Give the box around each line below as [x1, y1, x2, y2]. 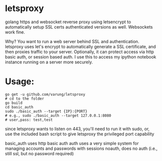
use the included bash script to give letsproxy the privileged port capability [5, 131, 155, 137]
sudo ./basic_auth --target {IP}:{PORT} [5, 109, 88, 114]
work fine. [5, 29, 25, 35]
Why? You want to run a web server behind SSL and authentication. [5, 38, 139, 44]
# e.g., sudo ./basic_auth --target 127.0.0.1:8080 [5, 113, 111, 118]
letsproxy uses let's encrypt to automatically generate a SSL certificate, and [5, 44, 156, 49]
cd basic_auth [5, 104, 34, 109]
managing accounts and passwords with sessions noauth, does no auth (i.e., [5, 146, 158, 151]
